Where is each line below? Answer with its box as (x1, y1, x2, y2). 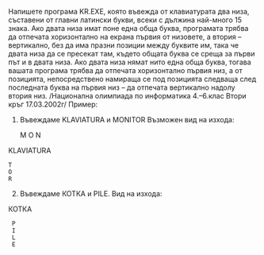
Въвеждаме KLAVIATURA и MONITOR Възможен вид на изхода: (19, 115, 235, 124)
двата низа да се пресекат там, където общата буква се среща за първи (8, 49, 255, 58)
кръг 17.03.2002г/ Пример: (8, 99, 98, 109)
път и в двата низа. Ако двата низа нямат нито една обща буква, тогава (8, 57, 251, 67)
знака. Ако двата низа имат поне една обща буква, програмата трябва (8, 24, 249, 33)
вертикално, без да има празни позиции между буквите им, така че (8, 41, 239, 50)
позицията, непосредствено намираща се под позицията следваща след (8, 75, 257, 83)
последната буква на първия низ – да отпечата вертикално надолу (8, 83, 235, 92)
